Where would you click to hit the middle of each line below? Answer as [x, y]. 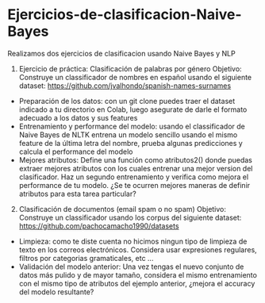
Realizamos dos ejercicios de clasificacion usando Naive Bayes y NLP [121, 53]
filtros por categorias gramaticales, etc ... [86, 258]
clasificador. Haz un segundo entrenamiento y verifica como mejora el [134, 177]
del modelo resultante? [56, 292]
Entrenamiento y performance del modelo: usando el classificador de [132, 126]
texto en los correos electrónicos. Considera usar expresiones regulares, [138, 249]
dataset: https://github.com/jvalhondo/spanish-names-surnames [125, 86]
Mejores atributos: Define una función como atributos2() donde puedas [136, 159]
